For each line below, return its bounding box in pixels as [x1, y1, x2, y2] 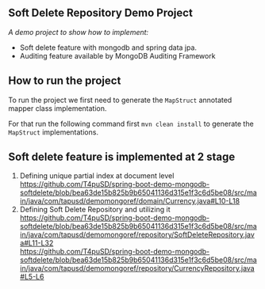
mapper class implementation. [8, 103, 107, 113]
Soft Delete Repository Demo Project [8, 6, 193, 20]
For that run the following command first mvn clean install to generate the [8, 119, 254, 128]
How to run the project [8, 74, 121, 88]
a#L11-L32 [19, 238, 54, 248]
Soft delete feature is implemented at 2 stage [8, 150, 236, 164]
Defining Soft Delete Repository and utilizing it [19, 205, 171, 215]
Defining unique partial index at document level [19, 171, 175, 181]
